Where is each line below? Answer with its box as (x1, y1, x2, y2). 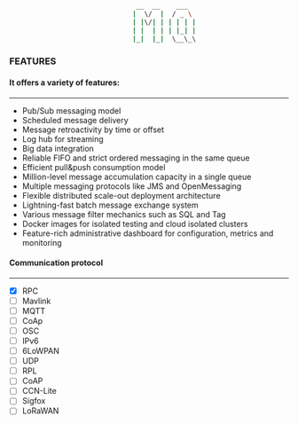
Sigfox (21, 396, 46, 406)
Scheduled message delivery (21, 114, 129, 125)
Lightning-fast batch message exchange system (21, 200, 200, 210)
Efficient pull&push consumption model (21, 161, 166, 172)
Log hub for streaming (21, 133, 104, 144)
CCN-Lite (21, 386, 58, 397)
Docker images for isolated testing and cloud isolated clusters (21, 218, 248, 229)
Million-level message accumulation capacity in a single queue (21, 171, 252, 182)
